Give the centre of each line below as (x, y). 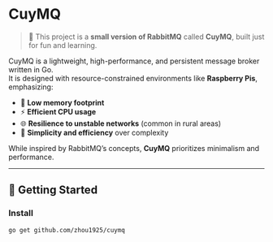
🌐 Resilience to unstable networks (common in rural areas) (121, 123)
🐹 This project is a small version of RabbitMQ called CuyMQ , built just (146, 37)
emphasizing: (31, 87)
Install (21, 214)
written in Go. (31, 69)
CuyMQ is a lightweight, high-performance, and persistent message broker (134, 61)
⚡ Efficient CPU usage (58, 111)
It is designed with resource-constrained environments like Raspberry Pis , (133, 78)
